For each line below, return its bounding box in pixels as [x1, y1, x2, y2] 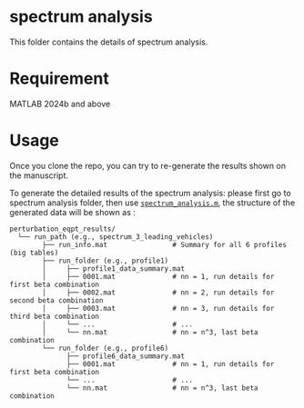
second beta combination [9, 295, 104, 305]
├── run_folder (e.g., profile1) [42, 256, 169, 265]
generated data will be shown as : [9, 206, 137, 217]
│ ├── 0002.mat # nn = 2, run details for [42, 288, 275, 297]
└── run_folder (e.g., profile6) [42, 343, 169, 353]
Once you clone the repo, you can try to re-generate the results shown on [9, 160, 287, 171]
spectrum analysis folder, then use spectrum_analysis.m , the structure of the [9, 197, 296, 208]
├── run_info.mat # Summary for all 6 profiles [42, 240, 287, 249]
